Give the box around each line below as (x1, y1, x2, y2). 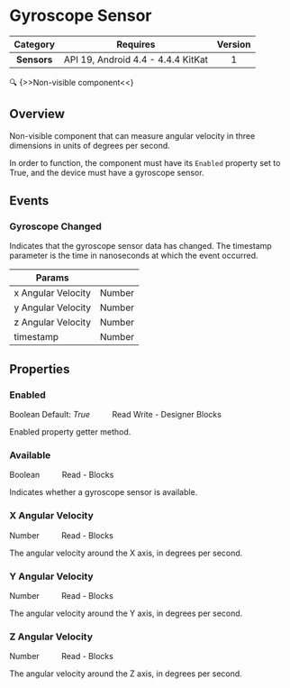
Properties (9, 362, 70, 377)
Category (14, 38, 56, 50)
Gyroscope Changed (9, 220, 102, 233)
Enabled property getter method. (9, 427, 131, 437)
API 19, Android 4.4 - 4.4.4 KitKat (63, 53, 209, 66)
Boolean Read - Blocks (9, 470, 114, 481)
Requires (116, 38, 156, 50)
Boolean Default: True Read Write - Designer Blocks (9, 409, 222, 420)
